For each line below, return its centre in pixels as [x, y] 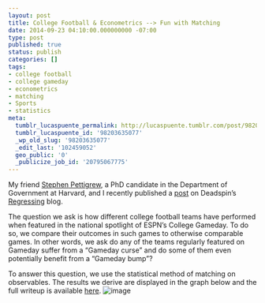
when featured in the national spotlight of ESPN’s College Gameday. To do [129, 225]
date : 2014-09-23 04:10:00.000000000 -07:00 [82, 30]
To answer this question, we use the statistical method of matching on [122, 274]
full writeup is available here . [55, 291]
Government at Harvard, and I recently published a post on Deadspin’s [122, 193]
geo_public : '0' [42, 155]
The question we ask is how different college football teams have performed [132, 217]
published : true [35, 45]
